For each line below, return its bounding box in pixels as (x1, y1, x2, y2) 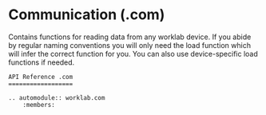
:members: (22, 101, 56, 109)
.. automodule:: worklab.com (8, 93, 105, 101)
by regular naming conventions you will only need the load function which (8, 40, 252, 50)
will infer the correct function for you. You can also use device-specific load (8, 49, 258, 58)
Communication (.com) (8, 6, 165, 24)
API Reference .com (8, 73, 73, 81)
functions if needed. (8, 57, 75, 67)
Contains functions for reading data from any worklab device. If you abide (8, 32, 252, 42)
